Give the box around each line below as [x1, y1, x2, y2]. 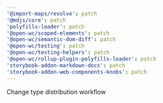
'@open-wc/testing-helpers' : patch [6, 49, 110, 56]
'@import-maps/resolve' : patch [6, 10, 98, 17]
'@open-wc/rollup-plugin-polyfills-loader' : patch [6, 56, 157, 63]
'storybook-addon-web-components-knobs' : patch [6, 68, 148, 75]
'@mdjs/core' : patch [6, 17, 67, 24]
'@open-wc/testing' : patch [6, 42, 85, 49]
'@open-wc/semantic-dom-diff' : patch [6, 36, 116, 43]
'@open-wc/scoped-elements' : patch [6, 29, 110, 37]
